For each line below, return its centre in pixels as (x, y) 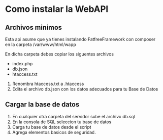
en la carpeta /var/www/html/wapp (41, 45)
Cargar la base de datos (42, 105)
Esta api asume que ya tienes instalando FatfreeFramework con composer (80, 39)
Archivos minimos (34, 27)
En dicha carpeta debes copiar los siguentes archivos (60, 54)
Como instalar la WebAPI (57, 9)
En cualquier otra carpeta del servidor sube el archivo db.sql (74, 116)
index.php (22, 64)
